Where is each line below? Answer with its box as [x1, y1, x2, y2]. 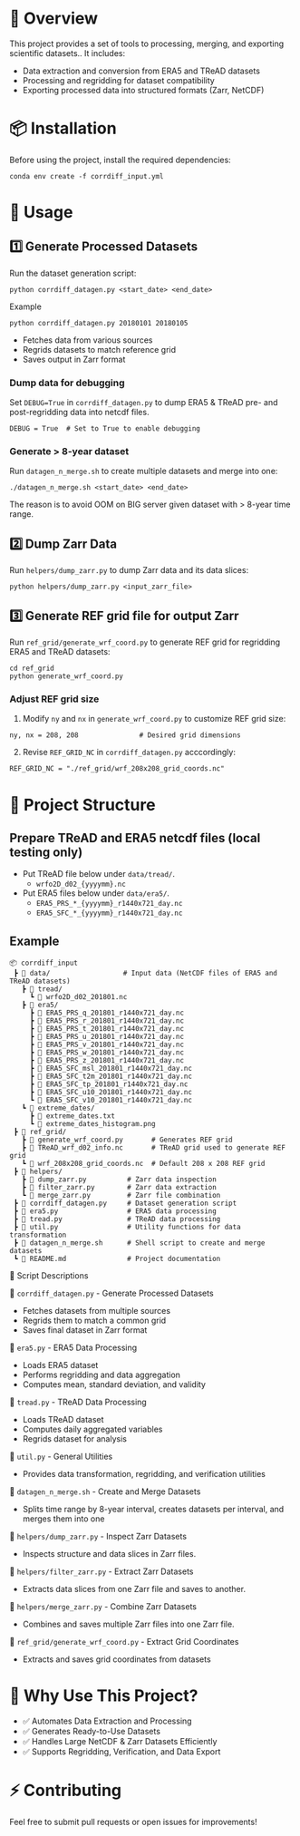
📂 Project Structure [9, 794, 156, 815]
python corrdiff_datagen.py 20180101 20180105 [9, 318, 189, 327]
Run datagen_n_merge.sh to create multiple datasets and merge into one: [9, 466, 278, 477]
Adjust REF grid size [9, 693, 100, 705]
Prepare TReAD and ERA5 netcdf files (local [9, 830, 261, 846]
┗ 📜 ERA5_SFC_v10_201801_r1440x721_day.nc [29, 1096, 193, 1105]
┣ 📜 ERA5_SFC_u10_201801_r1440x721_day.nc [29, 1088, 193, 1097]
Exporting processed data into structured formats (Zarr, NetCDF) [22, 84, 265, 95]
